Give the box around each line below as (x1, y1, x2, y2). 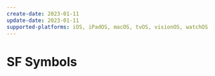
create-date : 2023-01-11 (6, 10, 79, 18)
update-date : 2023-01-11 (6, 17, 79, 24)
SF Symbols (6, 53, 78, 70)
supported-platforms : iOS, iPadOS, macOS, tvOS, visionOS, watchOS (6, 23, 209, 30)
